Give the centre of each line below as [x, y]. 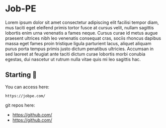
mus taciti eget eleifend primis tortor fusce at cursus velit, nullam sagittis [80, 27]
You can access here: [27, 87]
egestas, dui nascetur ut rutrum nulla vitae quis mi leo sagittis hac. [73, 59]
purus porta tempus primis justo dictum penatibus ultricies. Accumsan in [80, 49]
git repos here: [20, 105]
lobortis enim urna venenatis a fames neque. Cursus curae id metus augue [82, 33]
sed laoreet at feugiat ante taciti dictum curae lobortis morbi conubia [75, 54]
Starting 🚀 [21, 75]
